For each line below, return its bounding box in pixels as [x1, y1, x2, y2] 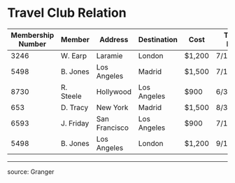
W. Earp [60, 50, 87, 60]
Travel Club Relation [7, 5, 127, 21]
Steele [60, 91, 82, 101]
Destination [138, 34, 178, 44]
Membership [10, 30, 55, 40]
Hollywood [96, 86, 131, 96]
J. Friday [60, 118, 90, 128]
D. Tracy [60, 102, 89, 112]
